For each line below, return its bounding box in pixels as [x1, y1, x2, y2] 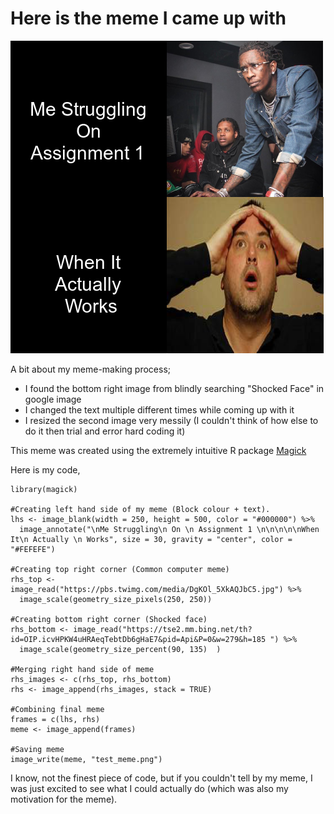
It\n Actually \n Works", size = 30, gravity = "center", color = [10, 534, 293, 544]
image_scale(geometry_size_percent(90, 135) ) [19, 644, 222, 654]
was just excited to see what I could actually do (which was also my [10, 782, 289, 794]
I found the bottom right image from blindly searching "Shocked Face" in [24, 382, 325, 394]
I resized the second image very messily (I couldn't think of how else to [24, 414, 319, 426]
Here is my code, [10, 463, 81, 476]
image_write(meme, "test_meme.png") [10, 754, 163, 764]
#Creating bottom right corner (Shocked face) [10, 614, 208, 624]
